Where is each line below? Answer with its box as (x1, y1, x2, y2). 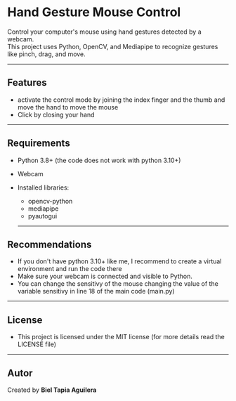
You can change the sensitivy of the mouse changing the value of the (17, 280, 219, 288)
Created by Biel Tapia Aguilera (7, 386, 97, 394)
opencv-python (27, 197, 73, 205)
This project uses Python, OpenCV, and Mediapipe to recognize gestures (7, 42, 218, 51)
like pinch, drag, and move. (7, 50, 86, 58)
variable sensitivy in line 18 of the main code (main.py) (17, 287, 175, 296)
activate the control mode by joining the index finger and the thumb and (17, 96, 225, 104)
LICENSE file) (17, 340, 57, 348)
